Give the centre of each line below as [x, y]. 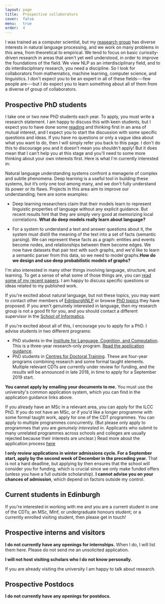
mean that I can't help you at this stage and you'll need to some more [75, 153]
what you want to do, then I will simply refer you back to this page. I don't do [83, 142]
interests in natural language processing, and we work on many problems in [82, 47]
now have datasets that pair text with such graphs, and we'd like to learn [86, 250]
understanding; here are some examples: [47, 194]
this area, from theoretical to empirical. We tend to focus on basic [71, 53]
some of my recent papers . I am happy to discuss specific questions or [77, 280]
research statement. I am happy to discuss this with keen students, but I [78, 122]
